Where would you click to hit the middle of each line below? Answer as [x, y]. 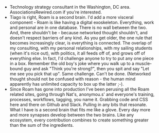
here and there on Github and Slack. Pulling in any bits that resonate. [78, 104]
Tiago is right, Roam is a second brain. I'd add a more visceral [71, 17]
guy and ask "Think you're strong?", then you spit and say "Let [86, 69]
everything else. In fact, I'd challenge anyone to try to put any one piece [82, 58]
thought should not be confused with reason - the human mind [72, 79]
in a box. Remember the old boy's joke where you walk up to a [72, 63]
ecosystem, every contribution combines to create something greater [79, 120]
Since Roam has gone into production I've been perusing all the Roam [79, 89]
